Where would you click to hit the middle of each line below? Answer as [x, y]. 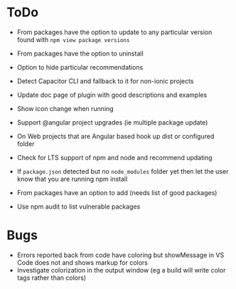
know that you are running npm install [72, 179]
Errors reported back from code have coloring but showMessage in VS [120, 255]
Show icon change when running [65, 108]
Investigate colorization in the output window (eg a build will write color [121, 270]
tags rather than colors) [52, 278]
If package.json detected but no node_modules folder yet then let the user [123, 171]
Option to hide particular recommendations [80, 67]
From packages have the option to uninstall [80, 53]
